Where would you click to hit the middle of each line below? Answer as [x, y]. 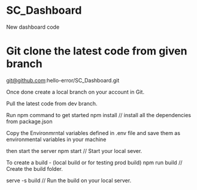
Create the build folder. [34, 168]
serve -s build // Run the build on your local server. [69, 180]
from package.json [29, 121]
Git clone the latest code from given [97, 51]
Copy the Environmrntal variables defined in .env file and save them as [93, 133]
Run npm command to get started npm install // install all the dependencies [99, 115]
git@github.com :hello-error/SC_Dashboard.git [63, 80]
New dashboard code [33, 27]
